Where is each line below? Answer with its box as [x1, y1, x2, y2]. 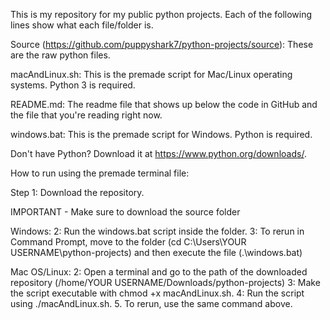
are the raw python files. [10, 49, 111, 61]
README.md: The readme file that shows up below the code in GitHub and [10, 99, 318, 110]
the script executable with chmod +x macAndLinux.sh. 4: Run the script [10, 287, 305, 299]
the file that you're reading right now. [10, 109, 163, 121]
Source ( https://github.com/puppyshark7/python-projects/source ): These [10, 39, 314, 50]
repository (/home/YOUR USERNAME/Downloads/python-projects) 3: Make [10, 277, 321, 288]
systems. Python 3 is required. [10, 79, 136, 91]
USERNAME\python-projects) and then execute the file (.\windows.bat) [10, 247, 303, 258]
